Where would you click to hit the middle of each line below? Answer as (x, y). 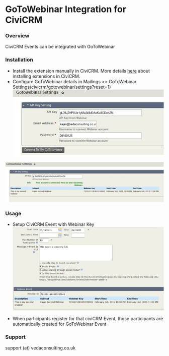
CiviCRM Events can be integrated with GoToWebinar (60, 47)
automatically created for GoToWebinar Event (59, 324)
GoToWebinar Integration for (66, 9)
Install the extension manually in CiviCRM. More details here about (81, 71)
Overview (17, 36)
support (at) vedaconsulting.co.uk (40, 348)
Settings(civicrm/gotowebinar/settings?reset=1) (62, 87)
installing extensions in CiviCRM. (46, 76)
